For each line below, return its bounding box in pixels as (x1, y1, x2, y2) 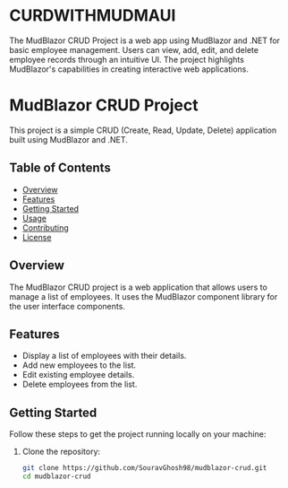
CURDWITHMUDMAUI (9, 5, 176, 26)
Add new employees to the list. (21, 360, 137, 370)
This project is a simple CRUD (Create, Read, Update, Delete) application (9, 125, 277, 135)
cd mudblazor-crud (21, 472, 91, 481)
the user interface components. (9, 301, 125, 311)
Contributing (21, 222, 69, 233)
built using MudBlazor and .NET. (9, 134, 128, 144)
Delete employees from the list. (21, 379, 138, 390)
